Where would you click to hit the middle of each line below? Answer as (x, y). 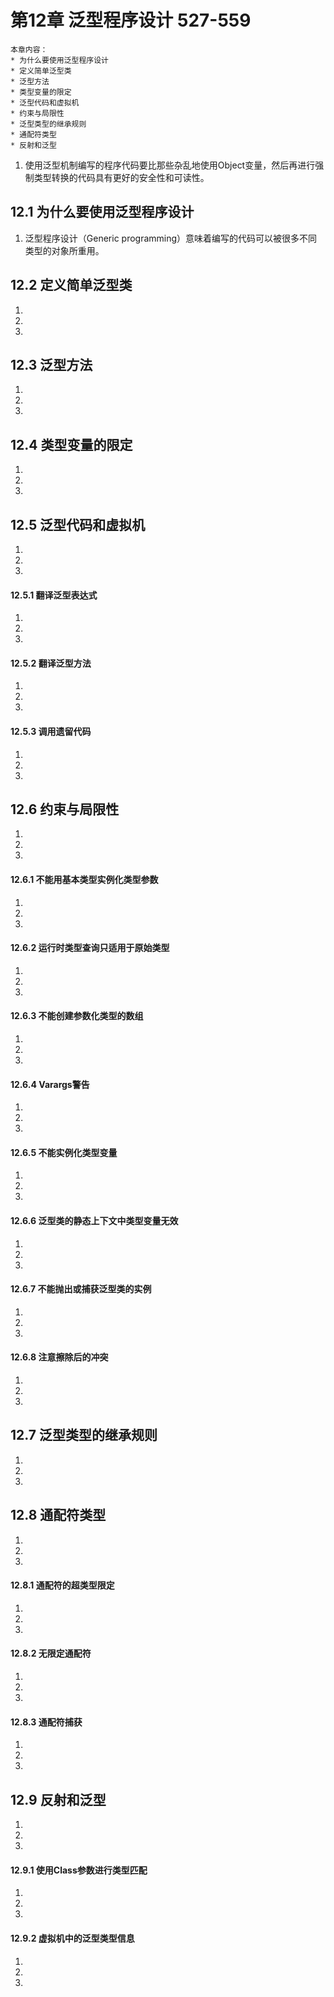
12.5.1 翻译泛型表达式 (54, 595)
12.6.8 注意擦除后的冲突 (59, 1357)
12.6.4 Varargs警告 (50, 1084)
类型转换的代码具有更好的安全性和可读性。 (121, 177)
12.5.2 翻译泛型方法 (51, 663)
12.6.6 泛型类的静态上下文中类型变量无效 (94, 1221)
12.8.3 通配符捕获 (46, 1722)
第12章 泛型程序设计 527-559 (131, 20)
